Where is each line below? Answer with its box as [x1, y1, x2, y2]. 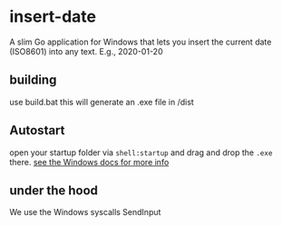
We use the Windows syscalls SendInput [9, 207, 161, 218]
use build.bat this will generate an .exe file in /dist [9, 96, 195, 107]
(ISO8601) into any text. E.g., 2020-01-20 [9, 45, 163, 56]
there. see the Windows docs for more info [9, 156, 170, 167]
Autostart [9, 123, 65, 138]
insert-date [9, 6, 97, 27]
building [9, 73, 57, 88]
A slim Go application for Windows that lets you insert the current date [9, 36, 272, 47]
